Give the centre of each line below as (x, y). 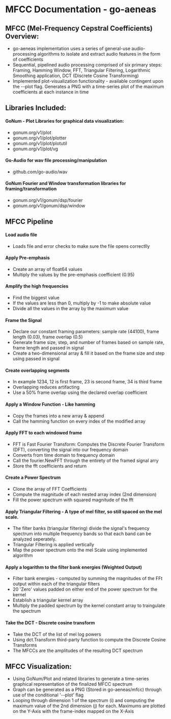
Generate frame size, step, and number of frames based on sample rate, (88, 342)
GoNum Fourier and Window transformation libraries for (66, 183)
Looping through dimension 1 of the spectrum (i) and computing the (83, 701)
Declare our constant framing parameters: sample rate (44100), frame (86, 332)
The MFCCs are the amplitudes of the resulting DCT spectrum (78, 651)
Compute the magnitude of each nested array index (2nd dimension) (84, 495)
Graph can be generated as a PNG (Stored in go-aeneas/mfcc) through (87, 690)
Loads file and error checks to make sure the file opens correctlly (81, 246)
